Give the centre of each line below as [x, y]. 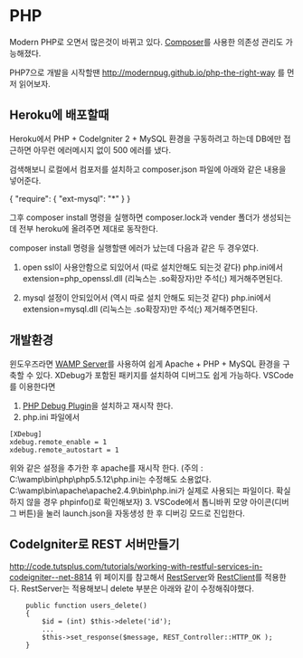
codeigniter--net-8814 [51, 577]
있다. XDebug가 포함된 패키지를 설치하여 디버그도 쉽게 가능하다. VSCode [165, 375]
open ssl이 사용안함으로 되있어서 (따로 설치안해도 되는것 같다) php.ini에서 [152, 267]
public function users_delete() [86, 606]
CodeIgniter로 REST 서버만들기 [95, 544]
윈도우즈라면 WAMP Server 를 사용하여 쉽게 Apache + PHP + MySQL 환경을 [145, 364]
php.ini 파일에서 [51, 416]
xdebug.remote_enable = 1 [58, 442]
